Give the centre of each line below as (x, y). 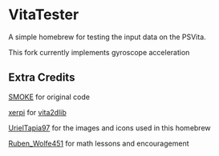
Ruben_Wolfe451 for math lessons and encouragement (99, 143)
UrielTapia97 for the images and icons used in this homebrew (109, 128)
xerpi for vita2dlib (37, 112)
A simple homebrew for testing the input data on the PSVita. (107, 37)
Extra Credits (42, 78)
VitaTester (44, 15)
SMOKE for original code (49, 97)
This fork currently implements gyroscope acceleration (99, 52)
